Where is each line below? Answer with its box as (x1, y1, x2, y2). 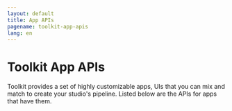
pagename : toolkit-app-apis (7, 23, 89, 30)
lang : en (7, 29, 33, 37)
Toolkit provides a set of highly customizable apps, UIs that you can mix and (7, 83, 226, 91)
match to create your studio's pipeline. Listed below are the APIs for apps (7, 89, 217, 98)
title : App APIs (7, 17, 54, 24)
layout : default (7, 10, 54, 17)
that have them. (7, 97, 52, 105)
